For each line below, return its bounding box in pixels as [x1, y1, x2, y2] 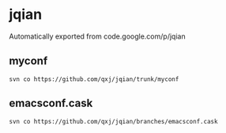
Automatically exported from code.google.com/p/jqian [9, 31, 186, 41]
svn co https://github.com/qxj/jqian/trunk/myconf [9, 75, 179, 83]
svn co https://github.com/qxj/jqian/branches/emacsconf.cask [9, 117, 218, 125]
